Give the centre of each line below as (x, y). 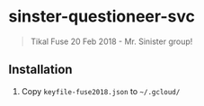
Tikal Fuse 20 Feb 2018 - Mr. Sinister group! (111, 41)
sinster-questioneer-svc (102, 17)
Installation (40, 70)
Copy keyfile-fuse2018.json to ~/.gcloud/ (101, 91)
